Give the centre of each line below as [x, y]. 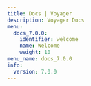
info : [15, 65]
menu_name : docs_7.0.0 [40, 59]
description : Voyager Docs [46, 20]
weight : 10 [35, 53]
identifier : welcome [49, 40]
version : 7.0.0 [35, 71]
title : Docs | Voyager [40, 14]
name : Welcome [40, 46]
